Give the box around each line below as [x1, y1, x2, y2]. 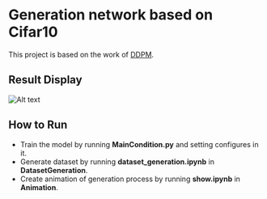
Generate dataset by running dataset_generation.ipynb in [19, 156, 214, 167]
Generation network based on [8, 6, 213, 24]
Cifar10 [8, 23, 58, 41]
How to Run [8, 118, 68, 132]
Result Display [8, 73, 83, 87]
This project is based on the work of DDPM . [8, 49, 155, 59]
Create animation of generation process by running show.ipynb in [19, 174, 241, 184]
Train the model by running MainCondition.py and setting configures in [19, 139, 259, 149]
